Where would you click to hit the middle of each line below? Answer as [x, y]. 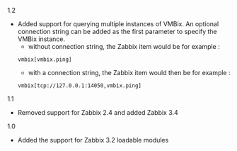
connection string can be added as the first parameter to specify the [117, 32]
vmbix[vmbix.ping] [45, 60]
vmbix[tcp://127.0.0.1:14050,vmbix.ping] [79, 86]
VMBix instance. [41, 39]
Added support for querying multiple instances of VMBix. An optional [118, 24]
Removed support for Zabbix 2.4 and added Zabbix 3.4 [98, 112]
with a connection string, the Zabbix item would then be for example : [129, 73]
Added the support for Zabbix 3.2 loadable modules [93, 140]
